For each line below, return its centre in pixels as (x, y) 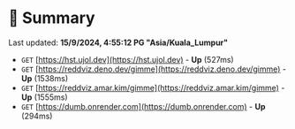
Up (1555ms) (44, 97)
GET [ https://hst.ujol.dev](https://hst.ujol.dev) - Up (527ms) (128, 59)
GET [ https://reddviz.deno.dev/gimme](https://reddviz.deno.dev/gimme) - (154, 69)
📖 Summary (52, 18)
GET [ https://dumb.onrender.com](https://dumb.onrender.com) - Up (143, 106)
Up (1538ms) (44, 78)
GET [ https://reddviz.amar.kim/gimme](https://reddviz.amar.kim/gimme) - (153, 87)
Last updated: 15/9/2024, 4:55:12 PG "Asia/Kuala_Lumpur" (118, 42)
